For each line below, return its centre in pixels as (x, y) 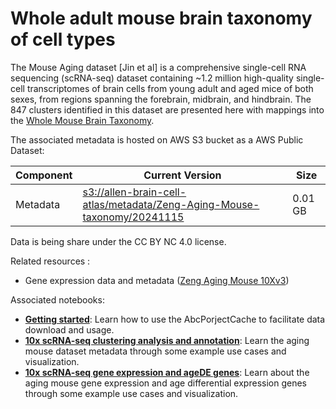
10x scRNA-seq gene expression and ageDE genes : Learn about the (167, 372)
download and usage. (69, 329)
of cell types (63, 39)
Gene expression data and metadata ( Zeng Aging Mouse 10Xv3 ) (157, 280)
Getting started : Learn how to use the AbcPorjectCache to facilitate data (175, 319)
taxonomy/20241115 (133, 217)
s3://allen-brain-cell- (134, 192)
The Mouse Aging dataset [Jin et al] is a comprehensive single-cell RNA (158, 67)
